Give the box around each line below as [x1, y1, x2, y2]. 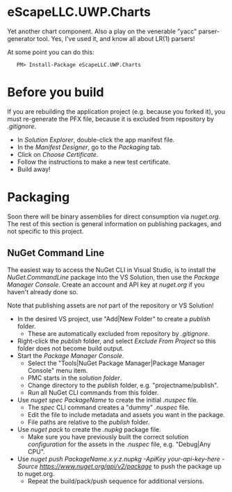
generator [7, 34, 36, 42]
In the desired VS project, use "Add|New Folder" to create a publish [17, 314, 210, 323]
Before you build [7, 85, 104, 101]
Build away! [17, 164, 51, 173]
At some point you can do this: [7, 48, 95, 56]
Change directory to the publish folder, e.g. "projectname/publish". [27, 381, 219, 389]
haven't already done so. [7, 287, 78, 296]
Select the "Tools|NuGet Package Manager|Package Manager [27, 359, 205, 367]
